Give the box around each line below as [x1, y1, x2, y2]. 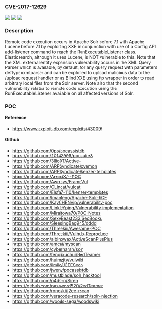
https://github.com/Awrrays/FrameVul [12, 178, 88, 184]
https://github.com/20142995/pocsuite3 [12, 153, 93, 158]
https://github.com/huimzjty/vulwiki [12, 257, 84, 263]
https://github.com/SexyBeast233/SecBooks [12, 215, 102, 221]
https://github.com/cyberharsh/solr [12, 246, 83, 252]
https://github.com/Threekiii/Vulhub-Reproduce [12, 231, 108, 237]
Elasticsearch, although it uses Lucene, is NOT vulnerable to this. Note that [5, 54, 156, 60]
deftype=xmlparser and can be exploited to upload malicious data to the [5, 69, 150, 75]
